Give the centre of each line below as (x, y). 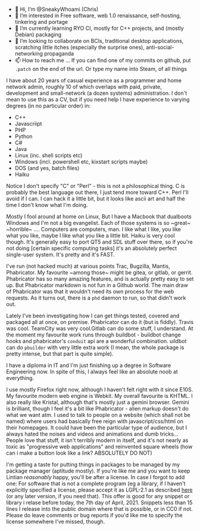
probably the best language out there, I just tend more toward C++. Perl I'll (97, 192)
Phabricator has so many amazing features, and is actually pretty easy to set (100, 279)
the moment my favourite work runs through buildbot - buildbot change (94, 335)
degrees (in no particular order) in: (49, 106)
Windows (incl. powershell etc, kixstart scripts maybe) (81, 162)
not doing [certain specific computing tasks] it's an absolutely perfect (92, 248)
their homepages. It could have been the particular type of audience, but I (97, 427)
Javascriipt (28, 124)
